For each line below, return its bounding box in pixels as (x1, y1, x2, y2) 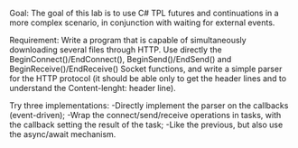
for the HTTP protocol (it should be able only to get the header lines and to (9, 73, 287, 84)
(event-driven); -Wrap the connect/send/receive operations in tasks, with (9, 110, 282, 120)
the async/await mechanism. (9, 129, 116, 139)
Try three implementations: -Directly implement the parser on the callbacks (9, 100, 289, 111)
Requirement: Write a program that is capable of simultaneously (9, 35, 247, 45)
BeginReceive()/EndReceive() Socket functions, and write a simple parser (9, 63, 283, 74)
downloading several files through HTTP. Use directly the (9, 44, 223, 55)
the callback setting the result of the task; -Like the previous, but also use (9, 119, 284, 130)
